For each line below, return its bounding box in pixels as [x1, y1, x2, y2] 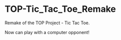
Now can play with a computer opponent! [4, 29, 90, 35]
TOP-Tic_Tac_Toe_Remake [4, 3, 116, 15]
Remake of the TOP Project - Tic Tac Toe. [4, 20, 90, 26]
